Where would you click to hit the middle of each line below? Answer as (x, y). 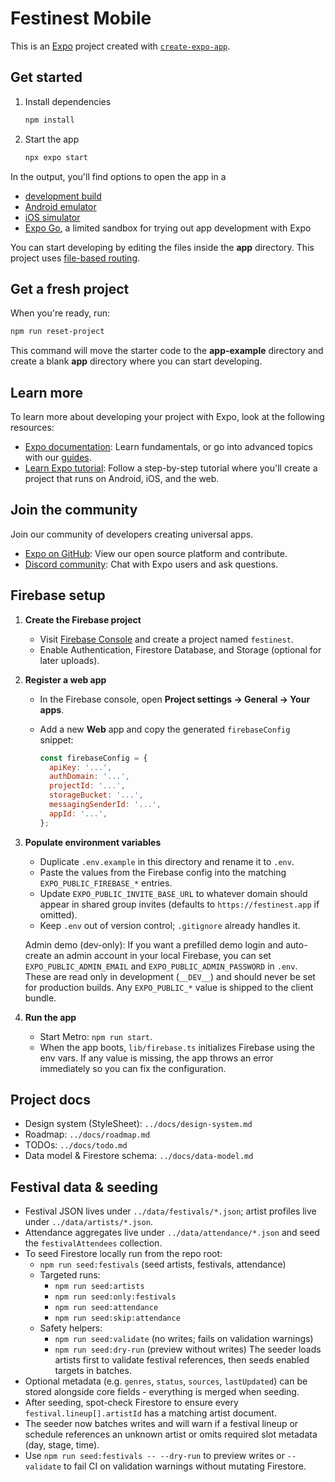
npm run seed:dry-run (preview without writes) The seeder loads (188, 1349)
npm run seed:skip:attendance (117, 1318)
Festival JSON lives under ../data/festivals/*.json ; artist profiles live (170, 1211)
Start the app (52, 139)
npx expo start (56, 157)
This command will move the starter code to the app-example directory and (167, 351)
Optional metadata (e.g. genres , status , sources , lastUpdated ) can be (166, 1381)
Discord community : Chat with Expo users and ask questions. (151, 564)
